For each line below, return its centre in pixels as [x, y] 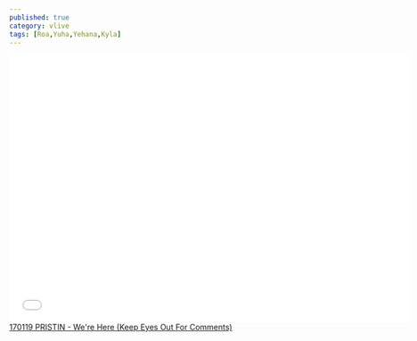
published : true [39, 17]
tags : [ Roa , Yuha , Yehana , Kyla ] [65, 34]
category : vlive [39, 26]
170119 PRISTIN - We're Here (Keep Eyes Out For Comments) [121, 328]
